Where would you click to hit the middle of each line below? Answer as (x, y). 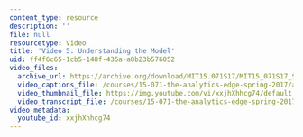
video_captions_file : (58, 85)
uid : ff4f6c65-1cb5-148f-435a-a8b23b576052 (92, 59)
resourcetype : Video (48, 43)
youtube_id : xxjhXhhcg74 (64, 118)
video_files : (34, 68)
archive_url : (42, 77)
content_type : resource (54, 18)
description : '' (40, 26)
